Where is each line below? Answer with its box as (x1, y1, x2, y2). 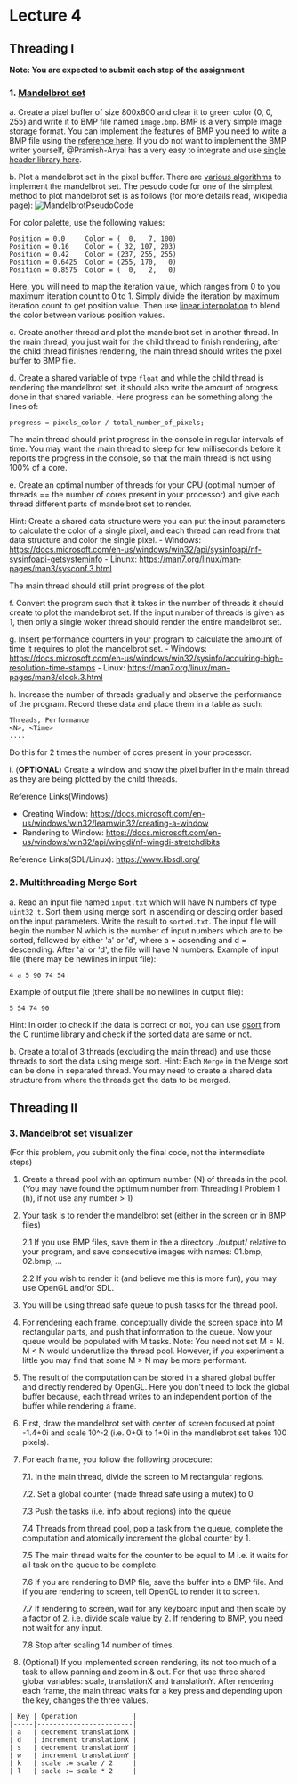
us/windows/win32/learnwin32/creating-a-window (21, 818, 209, 829)
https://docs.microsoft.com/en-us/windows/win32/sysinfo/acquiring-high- (9, 653, 284, 664)
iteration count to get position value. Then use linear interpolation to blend (9, 300, 281, 311)
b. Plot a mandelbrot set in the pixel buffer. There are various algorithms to (9, 171, 282, 183)
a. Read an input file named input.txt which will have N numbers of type (9, 897, 278, 908)
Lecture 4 (9, 5, 82, 26)
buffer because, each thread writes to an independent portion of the (21, 1392, 273, 1402)
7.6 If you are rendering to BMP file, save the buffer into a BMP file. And (21, 1577, 284, 1588)
